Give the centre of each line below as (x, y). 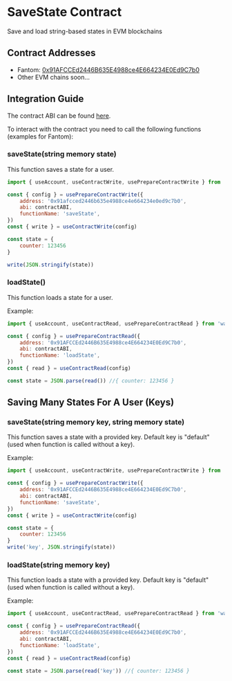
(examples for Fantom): (40, 136)
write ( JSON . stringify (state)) (51, 265)
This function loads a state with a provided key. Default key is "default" (108, 580)
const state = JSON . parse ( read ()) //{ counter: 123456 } (91, 381)
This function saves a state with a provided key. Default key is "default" (108, 437)
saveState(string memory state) (62, 154)
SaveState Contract (65, 12)
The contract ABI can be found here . (59, 116)
